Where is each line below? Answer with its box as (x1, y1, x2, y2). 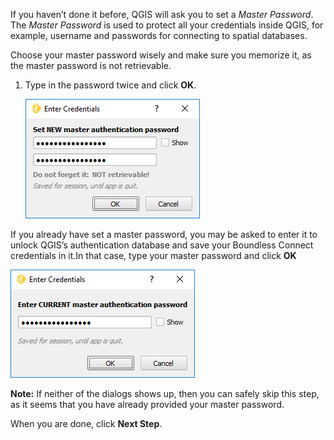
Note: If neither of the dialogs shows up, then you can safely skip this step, (10, 388, 320, 399)
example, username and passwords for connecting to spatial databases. (10, 30, 308, 41)
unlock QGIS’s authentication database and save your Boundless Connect (10, 239, 314, 251)
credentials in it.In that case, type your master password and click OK (10, 250, 297, 261)
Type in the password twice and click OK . (24, 79, 197, 91)
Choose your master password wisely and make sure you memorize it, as (10, 49, 312, 61)
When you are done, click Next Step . (10, 418, 163, 429)
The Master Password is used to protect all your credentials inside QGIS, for (10, 19, 324, 31)
